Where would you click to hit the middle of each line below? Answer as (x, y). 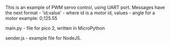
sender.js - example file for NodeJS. (43, 38)
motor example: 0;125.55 (31, 18)
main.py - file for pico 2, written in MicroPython (55, 28)
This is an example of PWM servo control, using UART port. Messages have (85, 7)
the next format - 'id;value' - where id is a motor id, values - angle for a (80, 13)
